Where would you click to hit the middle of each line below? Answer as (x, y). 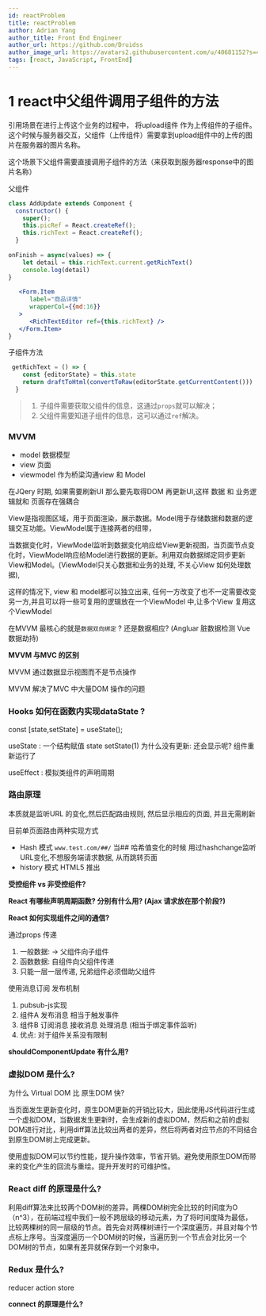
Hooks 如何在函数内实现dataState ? (76, 712)
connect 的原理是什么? (46, 1304)
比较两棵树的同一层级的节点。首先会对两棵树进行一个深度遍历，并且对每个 (129, 1227)
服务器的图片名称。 (53, 144)
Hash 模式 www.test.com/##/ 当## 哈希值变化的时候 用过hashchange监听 (138, 847)
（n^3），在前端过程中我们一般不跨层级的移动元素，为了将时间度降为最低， (130, 1218)
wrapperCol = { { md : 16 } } (65, 307)
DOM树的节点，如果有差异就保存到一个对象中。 (86, 1247)
